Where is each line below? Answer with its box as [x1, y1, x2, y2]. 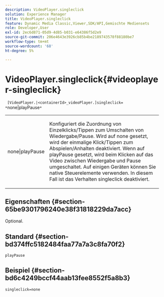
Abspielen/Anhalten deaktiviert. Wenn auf [49, 145, 145, 152]
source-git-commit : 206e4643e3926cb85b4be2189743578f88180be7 [5, 35, 134, 40]
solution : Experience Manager [5, 12, 67, 17]
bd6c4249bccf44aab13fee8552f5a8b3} [5, 274, 131, 282]
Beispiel [5, 266, 30, 275]
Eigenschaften [5, 197, 50, 206]
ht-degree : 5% [5, 48, 34, 53]
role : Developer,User [5, 26, 49, 30]
